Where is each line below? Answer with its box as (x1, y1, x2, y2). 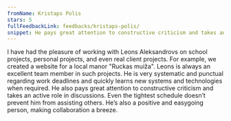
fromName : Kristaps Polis (7, 10, 81, 17)
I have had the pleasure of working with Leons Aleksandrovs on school (7, 48, 208, 56)
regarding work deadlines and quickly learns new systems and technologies (7, 77, 223, 85)
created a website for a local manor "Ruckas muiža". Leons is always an (7, 62, 211, 70)
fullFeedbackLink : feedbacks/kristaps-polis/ (7, 23, 140, 29)
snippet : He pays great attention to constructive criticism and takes (7, 29, 217, 36)
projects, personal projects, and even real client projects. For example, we (7, 55, 217, 64)
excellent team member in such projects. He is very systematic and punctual (7, 70, 223, 78)
